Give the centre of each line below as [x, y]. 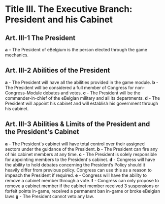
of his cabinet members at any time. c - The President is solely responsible [81, 154]
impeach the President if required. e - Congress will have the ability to [76, 175]
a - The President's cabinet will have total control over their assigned [75, 144]
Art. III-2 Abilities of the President [58, 70]
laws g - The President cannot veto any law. [50, 196]
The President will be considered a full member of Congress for [69, 87]
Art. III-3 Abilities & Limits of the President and [78, 124]
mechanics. [17, 55]
